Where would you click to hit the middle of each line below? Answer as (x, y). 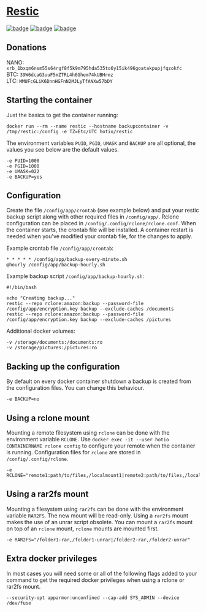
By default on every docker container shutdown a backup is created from (99, 381)
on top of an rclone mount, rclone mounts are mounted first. (83, 529)
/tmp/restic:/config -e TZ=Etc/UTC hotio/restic (70, 131)
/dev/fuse (19, 603)
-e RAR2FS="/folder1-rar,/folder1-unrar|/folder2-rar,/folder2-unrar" (98, 540)
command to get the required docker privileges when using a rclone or (96, 580)
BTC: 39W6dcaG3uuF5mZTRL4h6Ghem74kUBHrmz (60, 74)
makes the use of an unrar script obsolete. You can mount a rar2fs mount (100, 522)
